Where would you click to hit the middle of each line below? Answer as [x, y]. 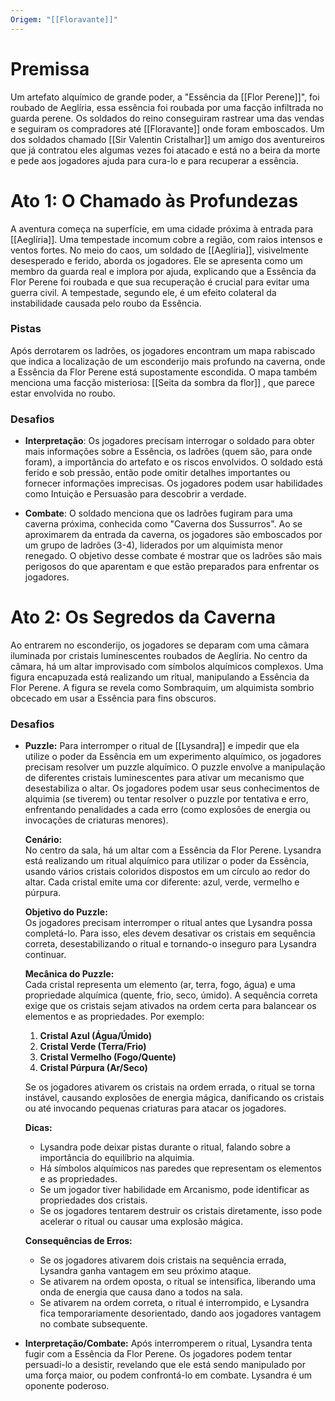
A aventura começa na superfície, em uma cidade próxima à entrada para [162, 228]
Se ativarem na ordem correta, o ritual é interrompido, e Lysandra [174, 1303]
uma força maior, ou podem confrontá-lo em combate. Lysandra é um [168, 1375]
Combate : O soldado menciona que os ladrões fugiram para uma [158, 513]
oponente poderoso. [67, 1386]
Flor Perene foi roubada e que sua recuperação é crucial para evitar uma [160, 282]
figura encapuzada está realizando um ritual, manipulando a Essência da [160, 677]
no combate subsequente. [93, 1324]
